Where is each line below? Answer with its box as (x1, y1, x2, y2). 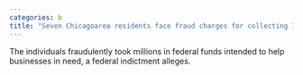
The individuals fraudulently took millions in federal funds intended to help (9, 46, 285, 56)
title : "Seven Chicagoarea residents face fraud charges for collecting (9, 21, 289, 30)
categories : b (9, 12, 63, 22)
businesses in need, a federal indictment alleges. (9, 55, 191, 66)
